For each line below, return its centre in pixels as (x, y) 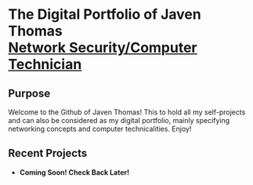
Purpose (29, 93)
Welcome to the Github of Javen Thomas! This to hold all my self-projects (127, 112)
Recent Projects (48, 153)
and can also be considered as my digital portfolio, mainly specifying (119, 120)
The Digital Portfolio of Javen (105, 15)
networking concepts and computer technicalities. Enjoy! (100, 129)
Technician (45, 65)
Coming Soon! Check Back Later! (74, 172)
